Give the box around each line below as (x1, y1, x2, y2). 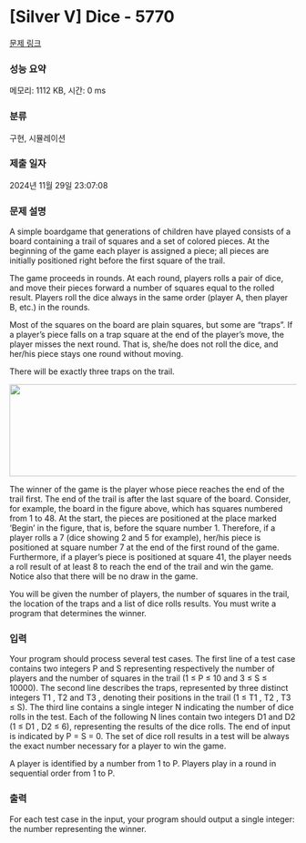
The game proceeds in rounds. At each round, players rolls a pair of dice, (9, 273, 284, 284)
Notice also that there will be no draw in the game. (9, 571, 199, 582)
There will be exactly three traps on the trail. (9, 366, 175, 377)
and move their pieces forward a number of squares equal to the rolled (9, 282, 275, 293)
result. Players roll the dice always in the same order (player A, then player (9, 292, 289, 303)
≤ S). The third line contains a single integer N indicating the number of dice (9, 702, 294, 713)
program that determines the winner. (9, 608, 148, 619)
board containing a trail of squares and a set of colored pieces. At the (9, 236, 270, 247)
